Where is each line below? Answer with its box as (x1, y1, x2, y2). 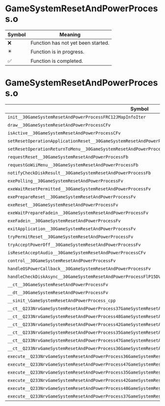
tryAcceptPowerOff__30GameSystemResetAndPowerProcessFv (7, 242, 141, 247)
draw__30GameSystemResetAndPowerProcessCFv (7, 122, 111, 128)
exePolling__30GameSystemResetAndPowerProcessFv (7, 178, 124, 184)
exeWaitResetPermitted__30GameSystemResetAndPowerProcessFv (7, 186, 151, 191)
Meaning (59, 31, 81, 38)
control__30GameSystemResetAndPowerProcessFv (7, 258, 116, 263)
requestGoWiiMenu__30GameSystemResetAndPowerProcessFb (7, 162, 138, 167)
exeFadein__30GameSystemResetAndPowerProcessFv (7, 218, 121, 223)
